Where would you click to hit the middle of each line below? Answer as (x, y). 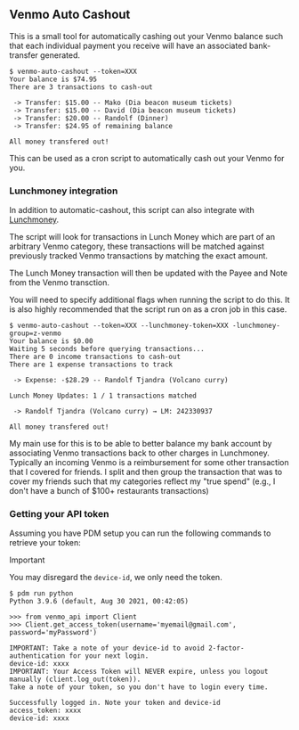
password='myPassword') (53, 633)
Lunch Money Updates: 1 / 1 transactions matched (103, 396)
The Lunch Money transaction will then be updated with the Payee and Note (149, 273)
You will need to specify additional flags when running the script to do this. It (150, 300)
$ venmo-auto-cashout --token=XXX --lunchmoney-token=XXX (119, 326)
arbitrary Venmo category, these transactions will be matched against (137, 246)
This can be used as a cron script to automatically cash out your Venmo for (147, 158)
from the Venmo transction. (59, 283)
